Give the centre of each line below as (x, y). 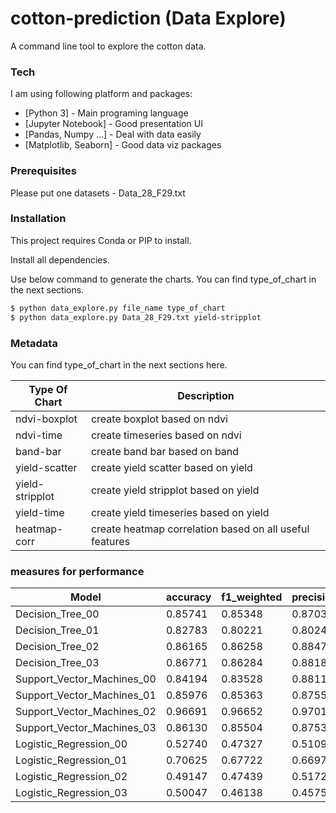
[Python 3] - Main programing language (106, 113)
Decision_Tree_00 (57, 614)
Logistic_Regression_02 (71, 777)
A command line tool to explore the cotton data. (108, 46)
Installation (38, 219)
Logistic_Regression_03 (71, 793)
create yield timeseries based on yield (180, 512)
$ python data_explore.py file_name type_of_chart (118, 308)
